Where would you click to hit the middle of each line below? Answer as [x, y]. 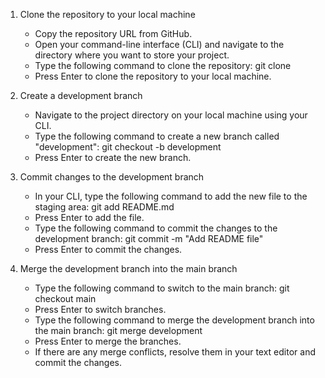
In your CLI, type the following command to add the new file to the [171, 196]
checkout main [65, 298]
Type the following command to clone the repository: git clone [163, 65]
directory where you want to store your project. [132, 55]
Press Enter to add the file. [89, 217]
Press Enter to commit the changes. [108, 249]
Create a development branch [81, 95]
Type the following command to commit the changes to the [156, 228]
